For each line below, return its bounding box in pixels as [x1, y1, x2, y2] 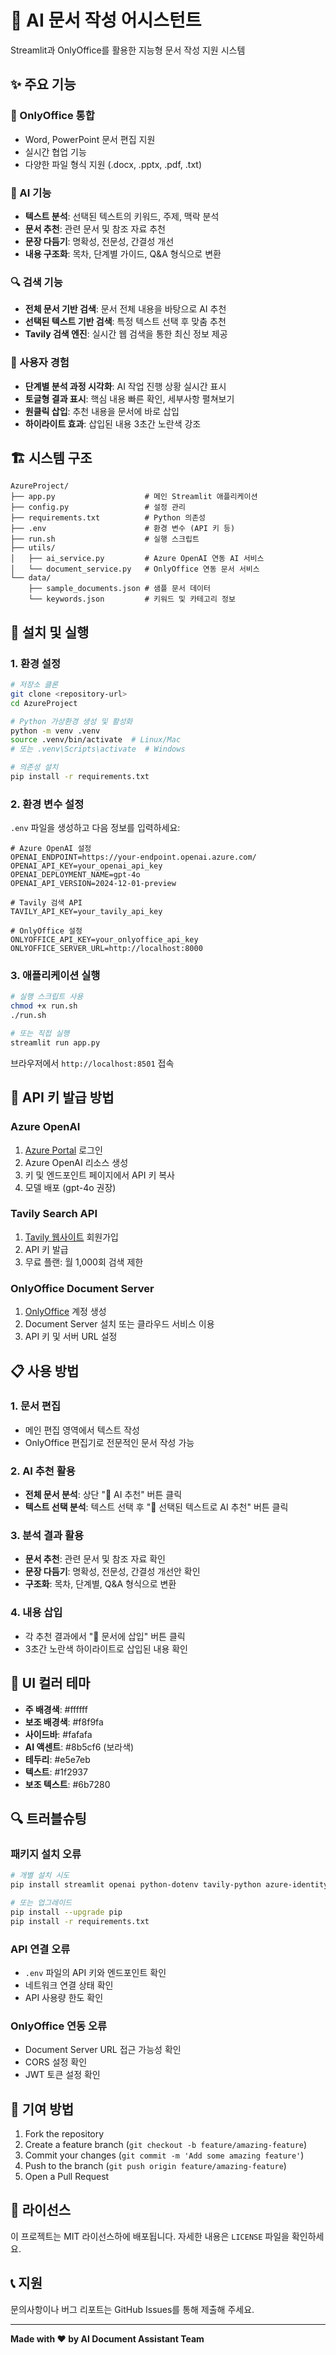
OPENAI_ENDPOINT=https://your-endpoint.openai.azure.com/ [10, 852, 257, 863]
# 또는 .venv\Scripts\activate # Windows [10, 744, 186, 755]
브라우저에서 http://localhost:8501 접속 [10, 1057, 175, 1069]
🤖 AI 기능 [10, 186, 52, 200]
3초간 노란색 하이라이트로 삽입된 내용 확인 [24, 1642, 188, 1655]
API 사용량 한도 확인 [24, 1991, 104, 2003]
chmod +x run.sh [10, 1001, 78, 1011]
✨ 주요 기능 [10, 76, 77, 93]
